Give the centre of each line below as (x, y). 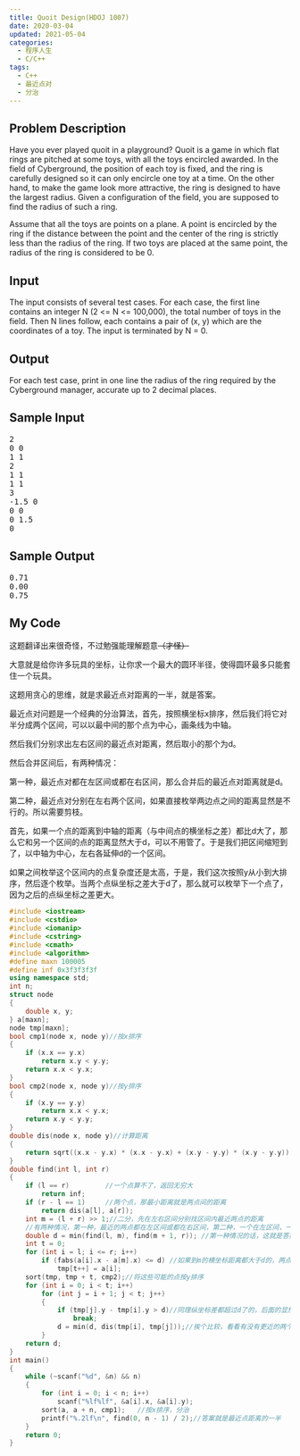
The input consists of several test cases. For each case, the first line (135, 302)
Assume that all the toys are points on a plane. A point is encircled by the (143, 224)
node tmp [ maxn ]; (39, 1028)
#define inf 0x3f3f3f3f (54, 970)
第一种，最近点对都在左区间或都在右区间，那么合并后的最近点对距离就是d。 (149, 782)
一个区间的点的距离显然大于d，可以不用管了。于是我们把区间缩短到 (164, 842)
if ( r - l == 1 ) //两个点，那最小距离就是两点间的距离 (126, 1202)
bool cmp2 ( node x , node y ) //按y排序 (75, 1086)
